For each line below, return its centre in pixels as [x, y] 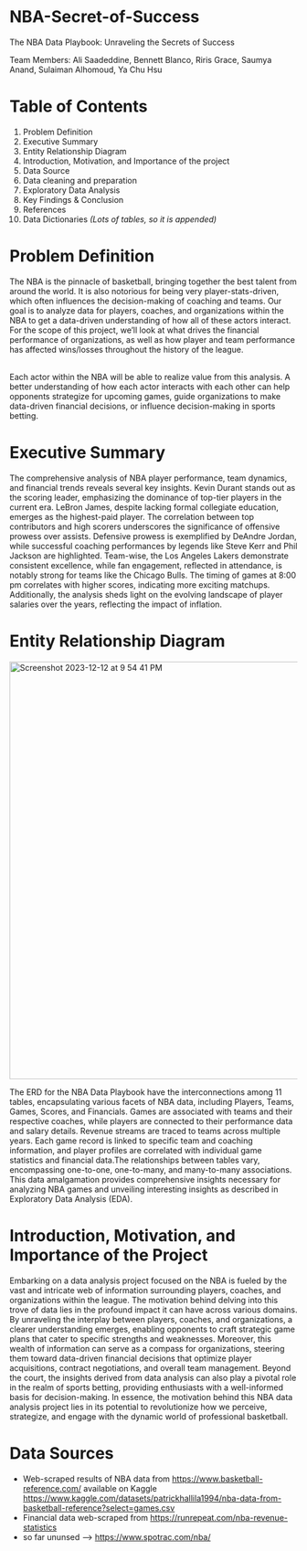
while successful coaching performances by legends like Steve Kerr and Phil [153, 546]
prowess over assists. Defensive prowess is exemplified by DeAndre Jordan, [153, 536]
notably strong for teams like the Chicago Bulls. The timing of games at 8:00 [153, 575]
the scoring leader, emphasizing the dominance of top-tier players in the [146, 497]
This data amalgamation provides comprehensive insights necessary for [145, 1179]
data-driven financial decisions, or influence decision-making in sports [143, 406]
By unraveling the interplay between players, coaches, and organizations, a [151, 1319]
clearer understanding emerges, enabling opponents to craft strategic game [152, 1329]
